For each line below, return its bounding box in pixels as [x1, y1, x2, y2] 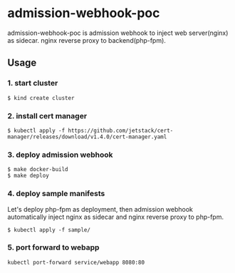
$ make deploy [7, 172, 50, 180]
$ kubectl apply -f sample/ [7, 226, 91, 233]
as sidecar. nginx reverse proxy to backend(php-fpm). [7, 36, 166, 44]
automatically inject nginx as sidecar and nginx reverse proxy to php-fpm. [7, 212, 224, 221]
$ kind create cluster [7, 94, 75, 101]
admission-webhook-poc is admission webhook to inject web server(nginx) [7, 29, 229, 37]
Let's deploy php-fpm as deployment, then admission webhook [7, 205, 194, 213]
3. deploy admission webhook [7, 150, 113, 160]
